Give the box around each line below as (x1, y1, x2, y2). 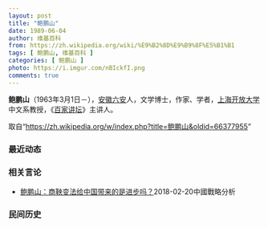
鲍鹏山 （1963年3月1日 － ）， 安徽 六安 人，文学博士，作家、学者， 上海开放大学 (8, 94, 261, 104)
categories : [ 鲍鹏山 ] (8, 57, 84, 65)
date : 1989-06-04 (8, 26, 67, 34)
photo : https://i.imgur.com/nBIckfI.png (8, 64, 146, 72)
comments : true (8, 71, 59, 79)
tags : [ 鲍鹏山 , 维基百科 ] (8, 49, 94, 57)
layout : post (8, 11, 52, 20)
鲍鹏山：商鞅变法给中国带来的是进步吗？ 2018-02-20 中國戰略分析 (19, 186, 236, 197)
